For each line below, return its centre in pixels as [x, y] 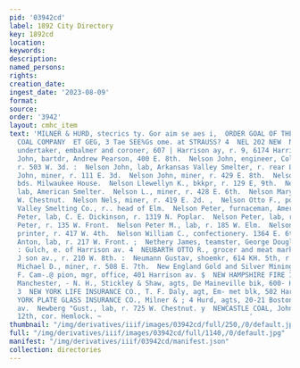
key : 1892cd [31, 34]
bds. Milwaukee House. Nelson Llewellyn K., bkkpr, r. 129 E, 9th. [147, 184]
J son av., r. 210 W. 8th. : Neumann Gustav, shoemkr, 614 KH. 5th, [149, 259]
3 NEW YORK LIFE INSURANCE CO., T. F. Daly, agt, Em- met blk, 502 [147, 291]
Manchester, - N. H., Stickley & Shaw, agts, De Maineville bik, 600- [151, 283]
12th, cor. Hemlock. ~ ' [135, 317]
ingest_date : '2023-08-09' [59, 92]
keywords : [28, 51]
